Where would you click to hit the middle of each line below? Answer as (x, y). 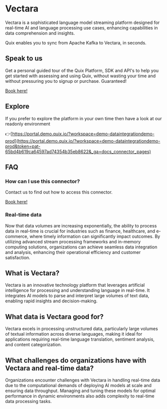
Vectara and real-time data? (49, 368)
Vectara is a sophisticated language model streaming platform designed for (83, 22)
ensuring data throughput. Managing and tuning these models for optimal (81, 391)
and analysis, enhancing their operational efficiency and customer (73, 252)
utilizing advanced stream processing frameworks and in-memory (73, 241)
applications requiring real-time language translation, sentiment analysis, (80, 339)
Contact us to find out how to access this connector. (59, 192)
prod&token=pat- (23, 146)
